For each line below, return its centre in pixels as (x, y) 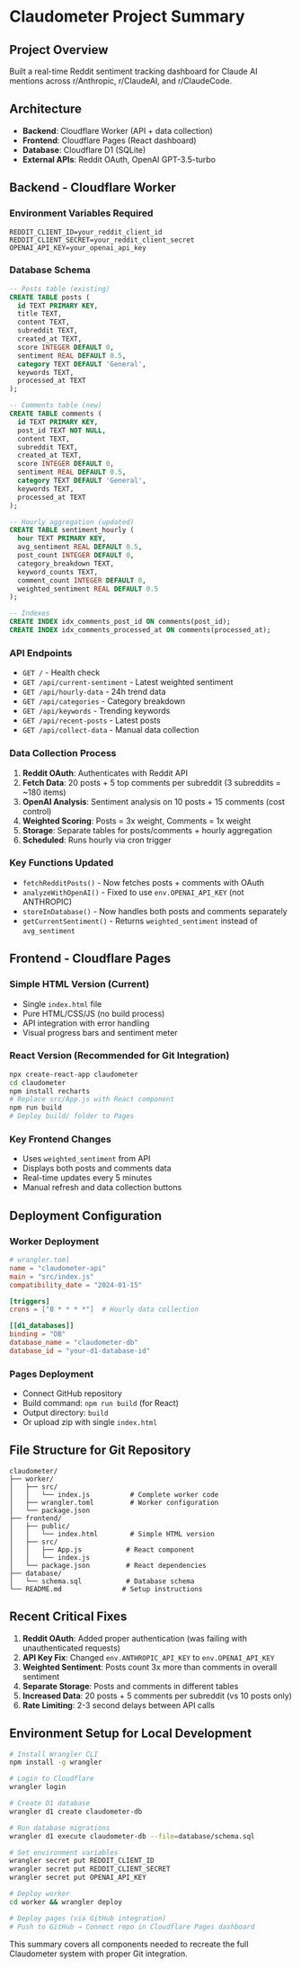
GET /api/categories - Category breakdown (104, 701)
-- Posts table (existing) (60, 289)
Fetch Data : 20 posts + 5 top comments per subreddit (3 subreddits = (151, 782)
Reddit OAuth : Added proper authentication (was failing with (134, 1638)
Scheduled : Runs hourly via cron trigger (97, 840)
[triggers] (30, 1301)
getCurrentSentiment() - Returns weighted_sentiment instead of (140, 921)
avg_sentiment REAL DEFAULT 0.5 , (80, 547)
